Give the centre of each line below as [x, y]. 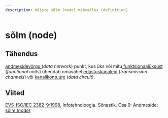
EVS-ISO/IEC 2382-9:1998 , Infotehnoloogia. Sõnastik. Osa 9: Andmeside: [82, 105]
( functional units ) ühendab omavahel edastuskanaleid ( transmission [76, 71]
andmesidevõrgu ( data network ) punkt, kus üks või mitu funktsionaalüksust [84, 66]
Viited [15, 93]
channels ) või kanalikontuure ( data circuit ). [50, 77]
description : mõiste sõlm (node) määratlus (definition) [67, 10]
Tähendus [22, 54]
